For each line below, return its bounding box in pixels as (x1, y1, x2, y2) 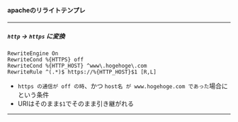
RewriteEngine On (7, 50, 59, 57)
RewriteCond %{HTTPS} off (7, 56, 84, 63)
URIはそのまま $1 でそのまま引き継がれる (17, 99, 135, 108)
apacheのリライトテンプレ (7, 6, 86, 14)
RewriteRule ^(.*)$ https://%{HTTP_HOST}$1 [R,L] (7, 68, 157, 76)
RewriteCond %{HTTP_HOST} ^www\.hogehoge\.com (7, 63, 147, 70)
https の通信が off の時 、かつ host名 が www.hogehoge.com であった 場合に (17, 82, 228, 90)
